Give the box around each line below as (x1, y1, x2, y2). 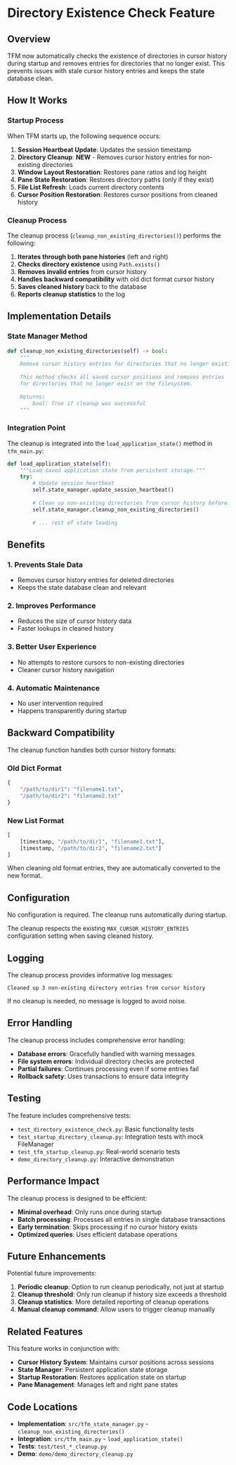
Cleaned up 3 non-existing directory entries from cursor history (7, 984, 206, 991)
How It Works (7, 94, 68, 106)
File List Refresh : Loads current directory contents (17, 183, 165, 191)
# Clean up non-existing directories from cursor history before (32, 499, 228, 507)
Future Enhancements (7, 1250, 107, 1262)
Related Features (7, 1325, 83, 1337)
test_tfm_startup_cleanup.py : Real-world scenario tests (17, 1147, 181, 1156)
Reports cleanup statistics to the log (17, 290, 125, 298)
